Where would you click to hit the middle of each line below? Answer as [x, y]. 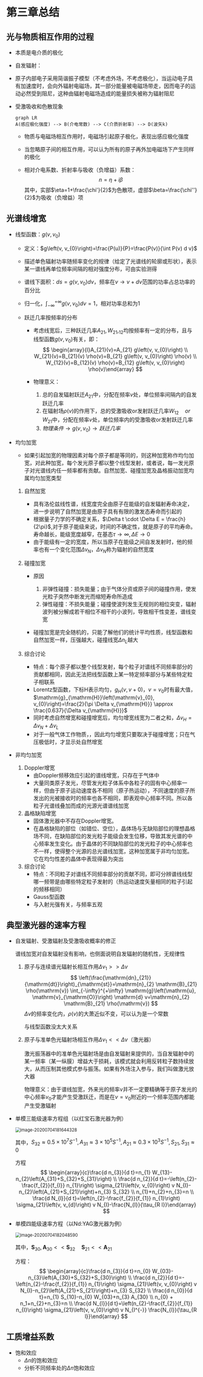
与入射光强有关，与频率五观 [68, 904]
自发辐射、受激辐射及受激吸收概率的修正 [65, 941]
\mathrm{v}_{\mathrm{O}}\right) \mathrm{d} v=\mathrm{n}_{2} [111, 997]
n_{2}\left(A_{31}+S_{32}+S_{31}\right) [64, 1179]
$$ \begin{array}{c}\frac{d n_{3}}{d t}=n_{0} [95, 1271]
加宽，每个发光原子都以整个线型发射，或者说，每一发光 [120, 463]
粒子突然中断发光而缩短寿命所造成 [90, 596]
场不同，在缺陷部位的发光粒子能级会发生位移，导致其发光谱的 [110, 836]
